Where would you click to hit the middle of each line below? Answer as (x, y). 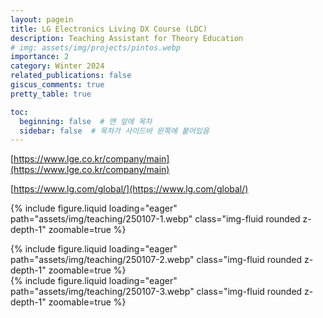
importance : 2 (40, 57)
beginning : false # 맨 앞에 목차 (86, 121)
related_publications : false (71, 76)
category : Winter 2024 (57, 66)
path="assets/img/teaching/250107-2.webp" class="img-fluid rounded (156, 260)
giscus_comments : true (57, 85)
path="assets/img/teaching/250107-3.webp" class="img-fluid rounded (156, 292)
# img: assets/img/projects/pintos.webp (96, 47)
